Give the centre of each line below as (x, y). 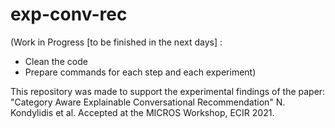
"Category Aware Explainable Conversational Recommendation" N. (148, 102)
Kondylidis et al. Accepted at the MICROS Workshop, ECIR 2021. (142, 112)
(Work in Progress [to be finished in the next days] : (116, 42)
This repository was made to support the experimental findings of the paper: (168, 91)
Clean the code (56, 61)
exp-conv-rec (69, 14)
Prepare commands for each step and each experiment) (140, 72)
